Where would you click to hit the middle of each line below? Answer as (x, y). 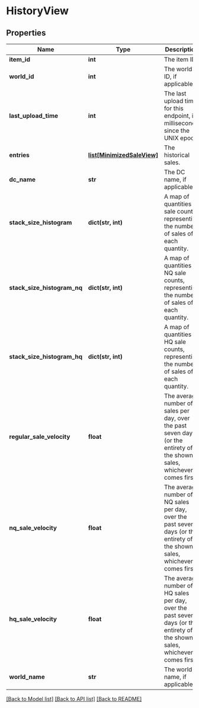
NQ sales (176, 502)
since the (176, 130)
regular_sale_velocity (40, 437)
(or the (173, 440)
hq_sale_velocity (33, 619)
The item (176, 59)
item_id (20, 59)
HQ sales (176, 593)
